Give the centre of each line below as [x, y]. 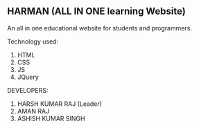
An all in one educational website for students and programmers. [100, 28]
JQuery [28, 77]
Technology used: [33, 42]
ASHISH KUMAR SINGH [51, 118]
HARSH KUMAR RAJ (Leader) [60, 104]
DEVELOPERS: [28, 90]
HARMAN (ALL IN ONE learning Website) [96, 11]
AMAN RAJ [33, 111]
